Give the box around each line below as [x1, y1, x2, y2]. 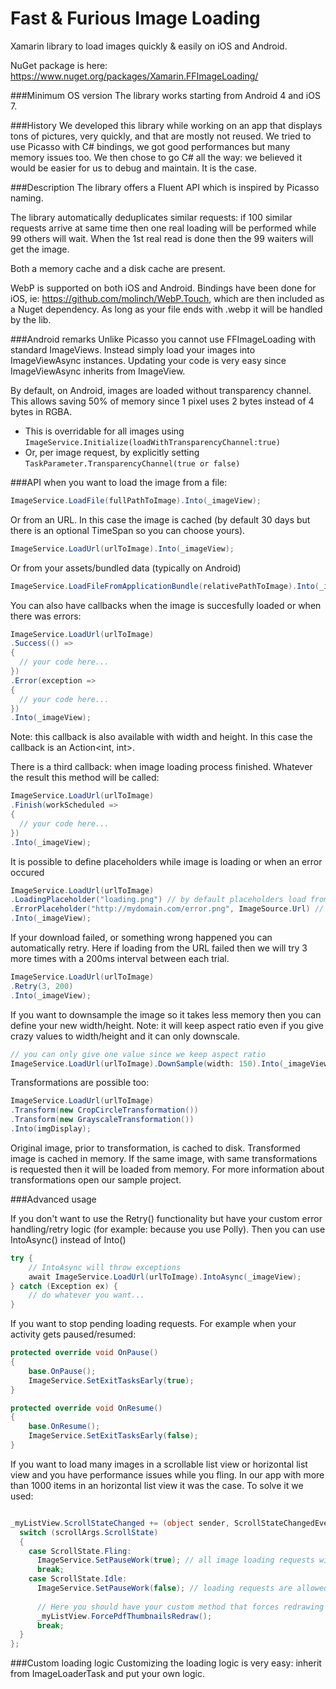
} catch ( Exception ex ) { [10, 1281, 118, 1291]
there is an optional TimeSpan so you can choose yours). [10, 524, 246, 536]
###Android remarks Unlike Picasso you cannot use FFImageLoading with [10, 333, 316, 345]
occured [10, 866, 45, 878]
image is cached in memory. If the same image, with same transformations [10, 1152, 318, 1164]
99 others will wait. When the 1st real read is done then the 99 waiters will [10, 232, 314, 244]
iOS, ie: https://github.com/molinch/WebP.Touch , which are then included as [10, 292, 325, 304]
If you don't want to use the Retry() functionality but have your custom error [10, 1212, 323, 1224]
